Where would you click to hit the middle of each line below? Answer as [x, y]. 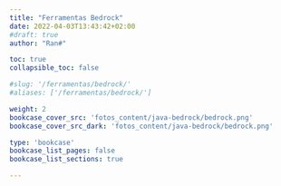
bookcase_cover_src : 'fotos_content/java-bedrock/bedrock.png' [131, 117]
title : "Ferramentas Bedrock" [67, 18]
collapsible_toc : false [54, 68]
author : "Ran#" [38, 43]
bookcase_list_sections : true [67, 160]
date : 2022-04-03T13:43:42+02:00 [73, 26]
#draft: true [34, 34]
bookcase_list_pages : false [63, 151]
